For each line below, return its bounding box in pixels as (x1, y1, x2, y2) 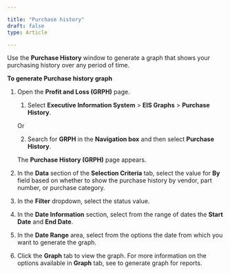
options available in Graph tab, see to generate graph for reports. (17, 259, 202, 267)
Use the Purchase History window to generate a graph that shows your (7, 54, 211, 62)
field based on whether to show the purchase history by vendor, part (17, 176, 212, 185)
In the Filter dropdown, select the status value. (17, 197, 150, 205)
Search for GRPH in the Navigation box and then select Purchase (27, 135, 215, 143)
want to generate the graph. (17, 238, 97, 246)
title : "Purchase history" (7, 16, 85, 23)
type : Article (7, 29, 48, 36)
